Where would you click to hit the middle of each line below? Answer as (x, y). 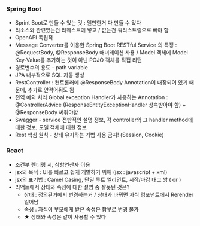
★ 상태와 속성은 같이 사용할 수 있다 (65, 216)
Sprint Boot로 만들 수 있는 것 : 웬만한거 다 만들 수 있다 (78, 23)
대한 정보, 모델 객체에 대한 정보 (51, 127)
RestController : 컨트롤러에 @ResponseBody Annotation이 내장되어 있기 (101, 83)
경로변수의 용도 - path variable (51, 68)
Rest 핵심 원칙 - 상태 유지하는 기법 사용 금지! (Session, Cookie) (90, 135)
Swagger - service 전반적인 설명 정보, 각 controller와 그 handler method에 (104, 120)
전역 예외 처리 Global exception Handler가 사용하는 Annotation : (91, 97)
